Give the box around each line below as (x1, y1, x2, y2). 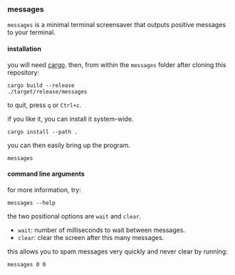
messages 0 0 (7, 261, 46, 268)
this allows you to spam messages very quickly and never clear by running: (7, 247, 228, 256)
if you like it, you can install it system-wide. (7, 114, 134, 123)
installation (7, 44, 41, 53)
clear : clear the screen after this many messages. (17, 233, 164, 241)
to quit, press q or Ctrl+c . (7, 101, 82, 109)
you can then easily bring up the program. (7, 141, 130, 149)
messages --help (7, 199, 56, 206)
